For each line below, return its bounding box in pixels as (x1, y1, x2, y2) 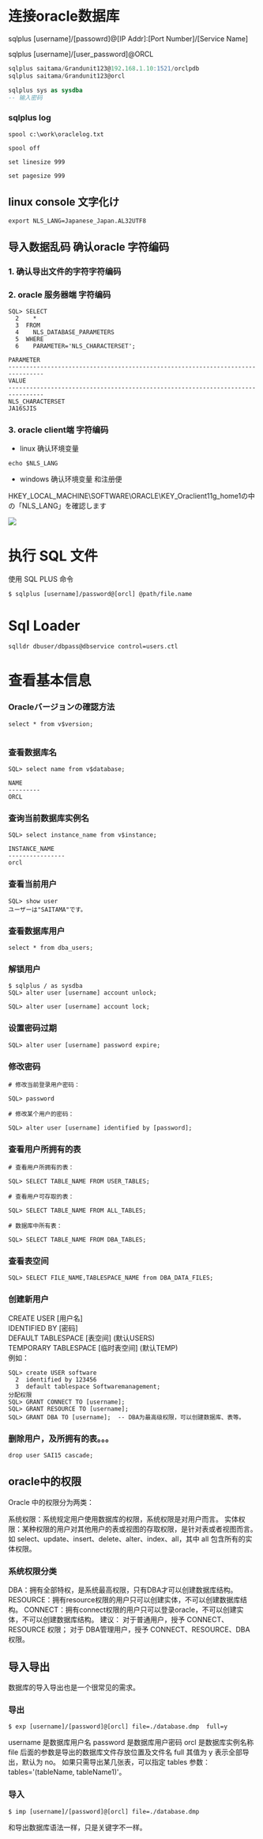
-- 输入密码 (8, 93, 43, 101)
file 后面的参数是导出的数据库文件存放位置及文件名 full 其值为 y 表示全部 (8, 1747, 242, 1757)
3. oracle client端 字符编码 (8, 424, 109, 435)
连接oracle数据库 (8, 7, 120, 25)
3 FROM (15, 321, 41, 329)
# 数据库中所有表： (8, 1222, 63, 1230)
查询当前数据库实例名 (8, 813, 89, 824)
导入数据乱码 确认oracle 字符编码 (8, 240, 170, 253)
